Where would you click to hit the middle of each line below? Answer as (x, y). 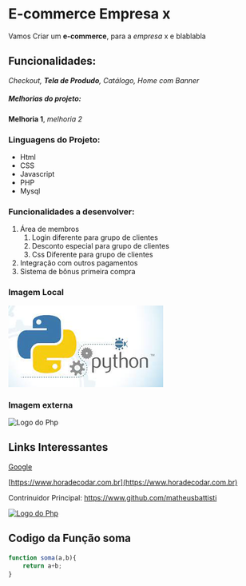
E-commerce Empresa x (89, 14)
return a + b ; (42, 566)
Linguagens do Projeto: (54, 139)
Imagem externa (41, 405)
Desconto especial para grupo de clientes (101, 246)
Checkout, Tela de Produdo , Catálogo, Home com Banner (104, 80)
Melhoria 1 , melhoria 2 (45, 119)
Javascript (37, 174)
